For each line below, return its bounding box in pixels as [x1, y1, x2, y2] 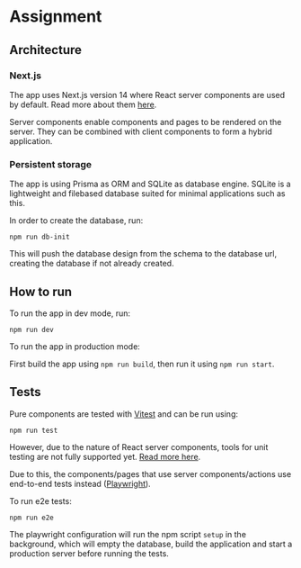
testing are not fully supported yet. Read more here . [9, 451, 201, 462]
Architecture [9, 42, 83, 58]
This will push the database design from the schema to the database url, [9, 248, 277, 259]
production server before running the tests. [9, 547, 169, 559]
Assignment [9, 6, 102, 27]
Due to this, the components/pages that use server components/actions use [9, 468, 292, 479]
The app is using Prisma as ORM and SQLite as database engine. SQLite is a [9, 178, 291, 190]
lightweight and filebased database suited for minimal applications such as [9, 188, 286, 199]
